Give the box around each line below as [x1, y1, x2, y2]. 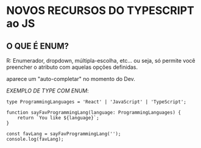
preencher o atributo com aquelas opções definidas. [6, 63, 138, 71]
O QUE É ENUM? [6, 41, 69, 51]
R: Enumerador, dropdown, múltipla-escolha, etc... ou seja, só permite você [6, 57, 196, 64]
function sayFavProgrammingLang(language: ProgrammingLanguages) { [6, 110, 182, 116]
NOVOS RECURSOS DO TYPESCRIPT [6, 4, 195, 18]
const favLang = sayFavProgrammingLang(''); [6, 131, 121, 137]
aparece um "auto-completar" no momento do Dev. [6, 76, 136, 82]
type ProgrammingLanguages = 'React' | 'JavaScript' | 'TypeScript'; [6, 99, 187, 105]
